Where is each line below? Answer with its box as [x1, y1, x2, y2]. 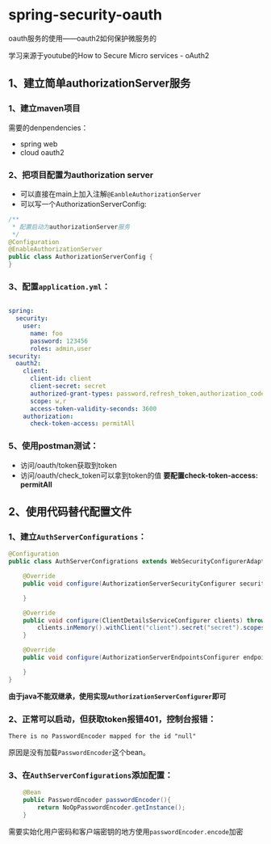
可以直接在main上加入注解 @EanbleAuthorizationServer [19, 188, 202, 199]
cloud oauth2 [19, 147, 65, 157]
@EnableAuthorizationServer [8, 245, 103, 254]
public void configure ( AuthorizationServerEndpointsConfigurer [23, 653, 240, 662]
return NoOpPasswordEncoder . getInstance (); [37, 804, 186, 812]
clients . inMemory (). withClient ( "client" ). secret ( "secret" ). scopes [37, 624, 265, 632]
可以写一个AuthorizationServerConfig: [19, 199, 147, 209]
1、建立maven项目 [8, 103, 81, 114]
